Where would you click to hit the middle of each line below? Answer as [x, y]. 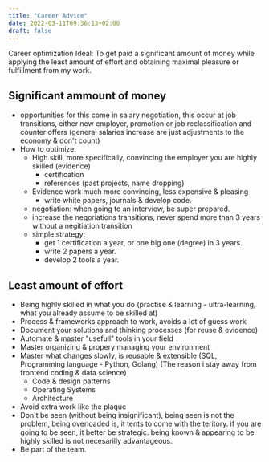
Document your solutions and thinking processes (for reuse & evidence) [139, 330]
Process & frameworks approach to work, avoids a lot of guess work [133, 321]
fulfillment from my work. [50, 71]
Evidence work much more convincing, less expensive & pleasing [140, 192]
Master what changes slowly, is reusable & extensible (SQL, [118, 355]
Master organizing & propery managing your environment [115, 347]
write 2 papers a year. [80, 251]
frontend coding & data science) [73, 373]
